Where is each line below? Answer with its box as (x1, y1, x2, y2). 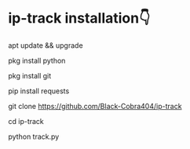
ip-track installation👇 (8, 9, 151, 27)
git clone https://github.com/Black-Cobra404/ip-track (8, 101, 182, 111)
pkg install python (8, 56, 66, 65)
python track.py (8, 132, 60, 141)
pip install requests (8, 86, 70, 96)
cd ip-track (8, 116, 45, 125)
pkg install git (8, 71, 52, 80)
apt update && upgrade (8, 40, 84, 50)
